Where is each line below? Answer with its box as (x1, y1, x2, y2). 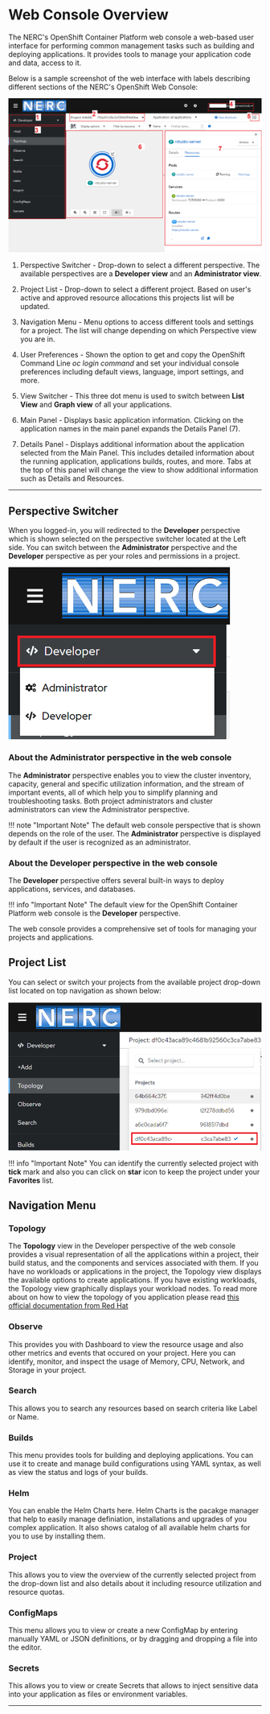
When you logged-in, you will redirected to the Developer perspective (8, 526, 241, 535)
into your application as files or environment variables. (8, 1689, 188, 1700)
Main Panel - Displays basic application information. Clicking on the (19, 415, 243, 424)
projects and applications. (8, 932, 94, 942)
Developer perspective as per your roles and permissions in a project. (8, 551, 240, 561)
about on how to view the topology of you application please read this (8, 1292, 239, 1302)
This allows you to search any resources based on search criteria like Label (8, 1403, 258, 1413)
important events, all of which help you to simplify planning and (8, 787, 219, 797)
